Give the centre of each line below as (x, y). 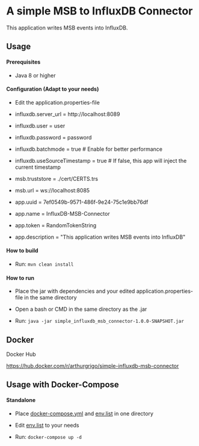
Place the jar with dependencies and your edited (75, 291)
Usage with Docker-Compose (63, 385)
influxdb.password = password (53, 137)
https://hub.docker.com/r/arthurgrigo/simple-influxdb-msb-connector (93, 365)
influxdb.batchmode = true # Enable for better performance (89, 149)
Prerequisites (23, 62)
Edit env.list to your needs (47, 425)
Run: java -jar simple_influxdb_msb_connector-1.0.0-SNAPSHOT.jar (99, 321)
